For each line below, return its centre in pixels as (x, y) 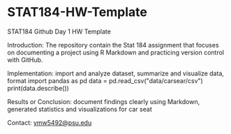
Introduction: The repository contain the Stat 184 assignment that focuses (113, 45)
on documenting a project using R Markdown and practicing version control (116, 52)
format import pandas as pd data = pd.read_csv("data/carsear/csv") (105, 80)
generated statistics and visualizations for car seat (80, 109)
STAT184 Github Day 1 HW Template (59, 31)
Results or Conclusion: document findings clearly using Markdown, (104, 101)
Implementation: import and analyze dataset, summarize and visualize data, (116, 73)
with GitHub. (25, 59)
